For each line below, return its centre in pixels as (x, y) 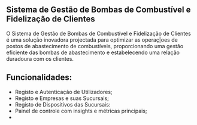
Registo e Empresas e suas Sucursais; (62, 98)
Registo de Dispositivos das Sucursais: (63, 104)
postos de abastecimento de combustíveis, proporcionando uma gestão (95, 46)
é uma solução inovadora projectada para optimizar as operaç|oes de (92, 40)
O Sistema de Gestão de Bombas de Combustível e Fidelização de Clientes (99, 33)
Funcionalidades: (39, 78)
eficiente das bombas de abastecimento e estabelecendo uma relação (93, 52)
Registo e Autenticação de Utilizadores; (63, 92)
